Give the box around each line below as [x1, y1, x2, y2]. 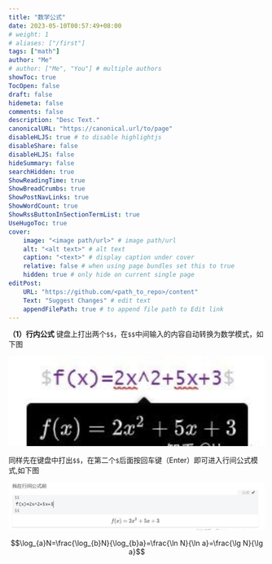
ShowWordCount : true [8, 202, 79, 211]
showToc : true [8, 73, 57, 81]
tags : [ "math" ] [8, 47, 60, 56]
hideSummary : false [8, 159, 75, 167]
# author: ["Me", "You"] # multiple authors [8, 65, 162, 73]
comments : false [8, 107, 64, 116]
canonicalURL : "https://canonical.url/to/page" [8, 125, 173, 133]
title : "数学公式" [8, 13, 67, 21]
